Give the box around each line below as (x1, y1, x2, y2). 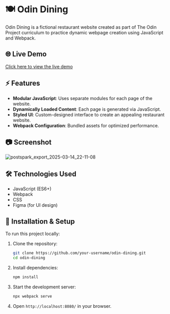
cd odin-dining (12, 255, 46, 260)
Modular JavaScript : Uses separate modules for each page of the (12, 95, 153, 101)
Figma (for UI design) (12, 202, 58, 208)
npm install (12, 274, 38, 280)
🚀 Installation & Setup (5, 217, 75, 226)
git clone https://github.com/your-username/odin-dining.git (12, 250, 146, 256)
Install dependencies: (12, 264, 58, 270)
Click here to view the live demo (5, 63, 73, 69)
